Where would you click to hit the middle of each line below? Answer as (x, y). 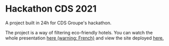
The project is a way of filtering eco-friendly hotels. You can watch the (79, 32)
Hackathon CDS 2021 (51, 9)
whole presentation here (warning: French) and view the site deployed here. (84, 38)
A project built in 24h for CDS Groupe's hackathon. (58, 23)
